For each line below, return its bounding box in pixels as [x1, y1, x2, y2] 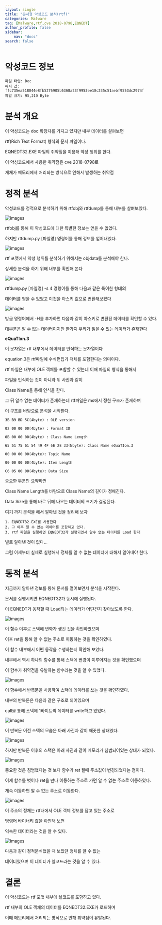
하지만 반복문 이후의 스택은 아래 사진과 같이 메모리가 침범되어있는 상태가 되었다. [5, 747, 155, 753]
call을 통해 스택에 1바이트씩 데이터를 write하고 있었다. [5, 707, 107, 714]
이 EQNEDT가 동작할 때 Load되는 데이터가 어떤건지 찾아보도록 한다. [5, 606, 133, 612]
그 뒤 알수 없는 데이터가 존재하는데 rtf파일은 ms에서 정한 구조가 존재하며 [5, 397, 141, 403]
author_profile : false [5, 25, 51, 30]
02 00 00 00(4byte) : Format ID [5, 426, 70, 431]
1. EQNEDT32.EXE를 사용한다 [5, 519, 57, 524]
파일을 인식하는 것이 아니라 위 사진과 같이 [5, 377, 83, 382]
